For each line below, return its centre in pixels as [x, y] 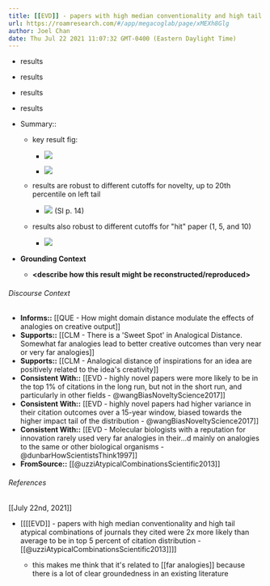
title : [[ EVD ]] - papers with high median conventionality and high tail [135, 16]
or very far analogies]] [57, 352]
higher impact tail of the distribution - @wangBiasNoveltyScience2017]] [139, 421]
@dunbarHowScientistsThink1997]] [79, 455]
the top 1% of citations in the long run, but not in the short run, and [131, 387]
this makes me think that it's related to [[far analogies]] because [138, 565]
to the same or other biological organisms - [92, 447]
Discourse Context [39, 293]
